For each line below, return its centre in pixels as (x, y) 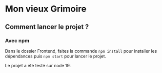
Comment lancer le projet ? (47, 27)
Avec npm (17, 41)
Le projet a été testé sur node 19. (38, 65)
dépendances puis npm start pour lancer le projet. (56, 56)
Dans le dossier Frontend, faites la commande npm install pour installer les (81, 51)
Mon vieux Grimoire (46, 9)
